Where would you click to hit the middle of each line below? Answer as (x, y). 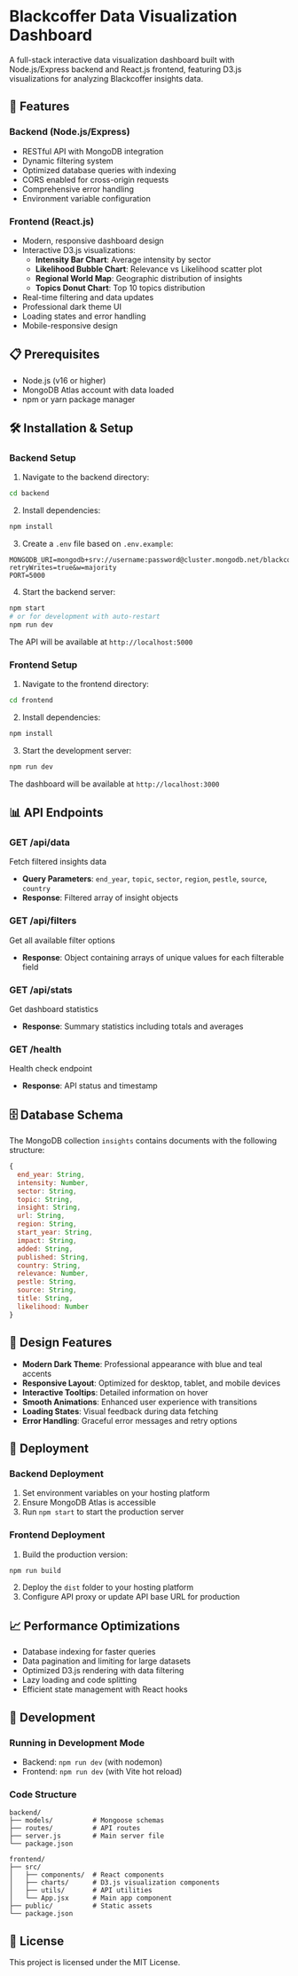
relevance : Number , (53, 1274)
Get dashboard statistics (54, 1009)
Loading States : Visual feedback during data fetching (120, 1411)
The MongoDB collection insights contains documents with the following (143, 1141)
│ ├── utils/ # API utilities (81, 1891)
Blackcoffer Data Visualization (123, 16)
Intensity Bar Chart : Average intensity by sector (123, 259)
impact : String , (47, 1240)
